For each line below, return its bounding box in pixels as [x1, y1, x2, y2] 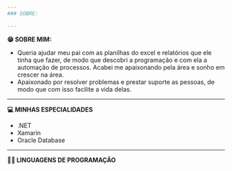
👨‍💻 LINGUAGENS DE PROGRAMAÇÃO [7, 156, 116, 164]
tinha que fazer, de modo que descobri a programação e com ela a [17, 56, 207, 64]
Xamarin [17, 128, 41, 137]
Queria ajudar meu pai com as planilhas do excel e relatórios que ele [17, 48, 212, 57]
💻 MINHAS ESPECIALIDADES [7, 105, 93, 114]
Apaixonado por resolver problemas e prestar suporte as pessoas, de [17, 77, 215, 86]
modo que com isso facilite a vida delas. [17, 85, 132, 93]
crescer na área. [17, 70, 64, 79]
